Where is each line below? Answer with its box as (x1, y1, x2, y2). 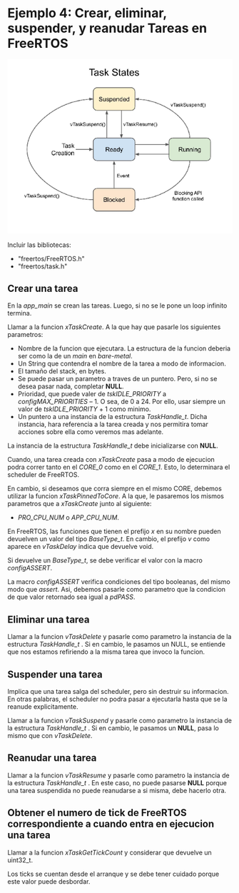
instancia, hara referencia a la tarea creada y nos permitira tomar (17, 420, 209, 429)
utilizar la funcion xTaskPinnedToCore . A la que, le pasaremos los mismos (7, 492, 225, 500)
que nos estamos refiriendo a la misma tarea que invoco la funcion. (7, 647, 205, 656)
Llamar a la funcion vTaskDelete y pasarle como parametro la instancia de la (7, 632, 232, 641)
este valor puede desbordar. (7, 877, 91, 886)
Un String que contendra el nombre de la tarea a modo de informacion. (17, 359, 226, 368)
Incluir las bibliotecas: (7, 241, 71, 249)
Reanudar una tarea (7, 752, 97, 765)
